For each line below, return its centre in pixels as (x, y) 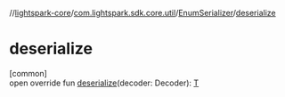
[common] (28, 73)
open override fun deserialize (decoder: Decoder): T (104, 83)
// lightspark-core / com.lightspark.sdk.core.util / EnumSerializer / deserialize (142, 13)
